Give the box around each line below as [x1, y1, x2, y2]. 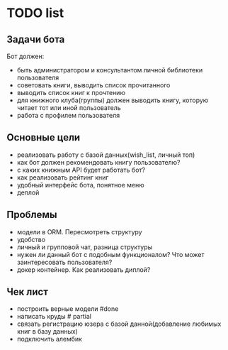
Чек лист [6, 286, 49, 298]
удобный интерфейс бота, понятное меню [16, 180, 144, 189]
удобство [16, 235, 46, 244]
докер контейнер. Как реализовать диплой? [16, 265, 151, 274]
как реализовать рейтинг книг [16, 173, 109, 182]
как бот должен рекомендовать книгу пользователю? [16, 158, 181, 166]
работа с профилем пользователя [16, 111, 120, 119]
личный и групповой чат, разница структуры [16, 243, 153, 251]
